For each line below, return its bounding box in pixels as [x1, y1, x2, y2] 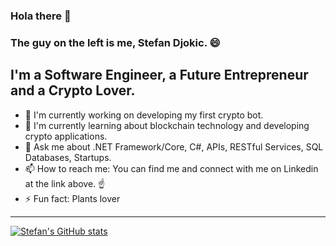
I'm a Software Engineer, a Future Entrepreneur [10, 67, 309, 84]
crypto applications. [24, 130, 108, 142]
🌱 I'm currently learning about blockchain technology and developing [24, 119, 310, 131]
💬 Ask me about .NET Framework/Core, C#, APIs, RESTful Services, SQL [24, 140, 324, 153]
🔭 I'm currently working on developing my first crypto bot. [24, 109, 264, 121]
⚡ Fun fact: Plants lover [24, 192, 121, 204]
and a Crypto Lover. [10, 82, 136, 99]
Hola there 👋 [10, 9, 72, 23]
